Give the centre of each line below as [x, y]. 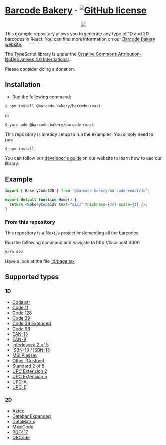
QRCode [21, 437]
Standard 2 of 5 [28, 366]
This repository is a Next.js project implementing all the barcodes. [73, 233]
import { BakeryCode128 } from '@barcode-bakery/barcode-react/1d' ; [78, 191]
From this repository [30, 222]
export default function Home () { [41, 200]
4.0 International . [52, 59]
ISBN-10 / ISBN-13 [31, 350]
